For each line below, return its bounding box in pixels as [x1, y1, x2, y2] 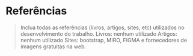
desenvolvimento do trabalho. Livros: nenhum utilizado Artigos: [20, 30, 178, 37]
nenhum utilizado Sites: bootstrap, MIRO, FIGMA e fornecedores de [20, 36, 188, 43]
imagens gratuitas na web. [20, 43, 87, 50]
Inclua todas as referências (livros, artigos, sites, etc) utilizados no [20, 24, 185, 31]
